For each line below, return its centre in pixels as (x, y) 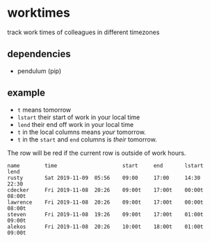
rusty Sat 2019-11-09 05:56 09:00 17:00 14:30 (104, 178)
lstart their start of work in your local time (79, 117)
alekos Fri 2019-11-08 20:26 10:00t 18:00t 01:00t (105, 227)
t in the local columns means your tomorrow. (81, 132)
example (26, 93)
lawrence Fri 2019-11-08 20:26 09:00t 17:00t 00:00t (105, 202)
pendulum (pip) (39, 70)
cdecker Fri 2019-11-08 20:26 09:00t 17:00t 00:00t (105, 190)
